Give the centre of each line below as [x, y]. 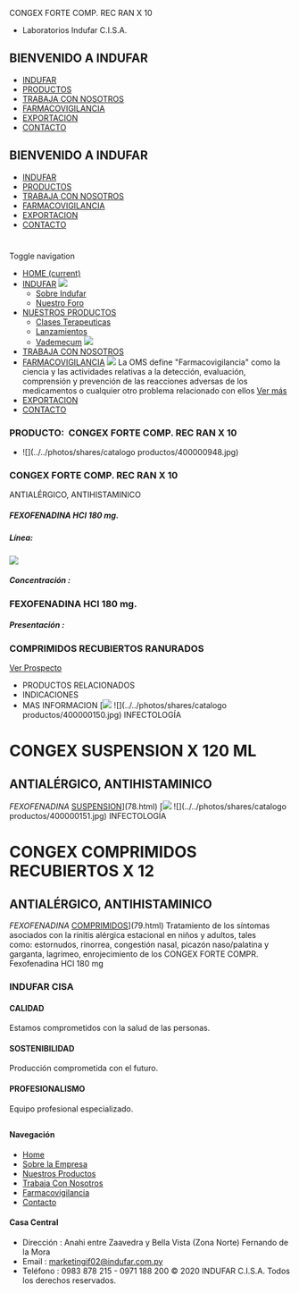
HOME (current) [51, 273]
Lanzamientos [61, 331]
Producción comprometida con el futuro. [84, 1069]
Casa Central [34, 1222]
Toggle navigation [42, 256]
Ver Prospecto [36, 668]
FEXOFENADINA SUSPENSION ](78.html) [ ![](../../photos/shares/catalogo [148, 807]
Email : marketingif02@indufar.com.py [92, 1261]
